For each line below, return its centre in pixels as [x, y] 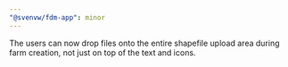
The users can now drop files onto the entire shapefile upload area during [144, 43]
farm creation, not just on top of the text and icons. [103, 52]
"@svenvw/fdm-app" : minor [57, 17]
